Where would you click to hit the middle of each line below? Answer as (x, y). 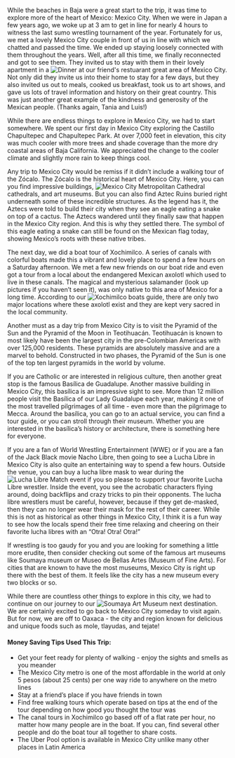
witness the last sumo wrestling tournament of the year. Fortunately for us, (115, 32)
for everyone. (27, 436)
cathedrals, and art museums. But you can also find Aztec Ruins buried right (117, 194)
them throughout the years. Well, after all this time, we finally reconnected (114, 55)
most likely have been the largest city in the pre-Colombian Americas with (114, 340)
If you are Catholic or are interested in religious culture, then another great (115, 376)
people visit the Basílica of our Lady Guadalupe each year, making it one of (115, 399)
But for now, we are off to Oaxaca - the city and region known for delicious (115, 618)
